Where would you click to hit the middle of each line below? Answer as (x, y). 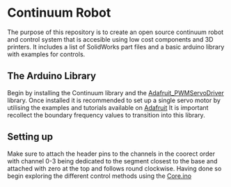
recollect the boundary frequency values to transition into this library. (106, 115)
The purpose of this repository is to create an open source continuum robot (115, 32)
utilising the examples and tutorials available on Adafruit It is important (108, 107)
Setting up (30, 137)
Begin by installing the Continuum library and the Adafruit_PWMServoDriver (115, 92)
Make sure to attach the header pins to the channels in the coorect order (111, 154)
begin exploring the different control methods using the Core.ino (99, 176)
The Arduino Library (52, 76)
